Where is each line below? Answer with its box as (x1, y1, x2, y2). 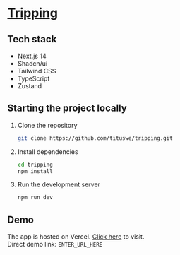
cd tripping (17, 161, 53, 168)
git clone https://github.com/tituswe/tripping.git (17, 134, 173, 142)
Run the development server (17, 180, 101, 189)
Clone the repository (17, 121, 78, 129)
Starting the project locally (7, 102, 127, 114)
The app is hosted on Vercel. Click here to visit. (7, 232, 145, 241)
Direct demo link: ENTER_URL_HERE (7, 240, 103, 249)
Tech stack (7, 33, 57, 45)
